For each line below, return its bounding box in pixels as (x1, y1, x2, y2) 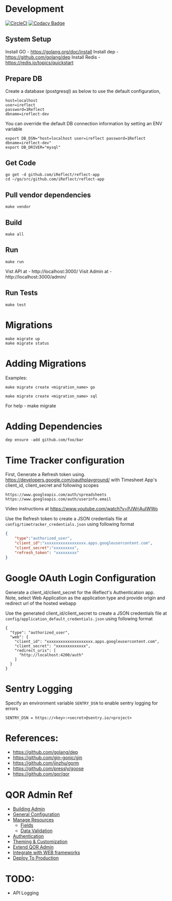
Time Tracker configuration (5, 455, 125, 466)
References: (5, 732, 59, 744)
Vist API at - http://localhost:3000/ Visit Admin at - (5, 268, 112, 275)
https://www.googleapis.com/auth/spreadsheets (5, 492, 107, 498)
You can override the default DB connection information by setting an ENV (5, 120, 163, 126)
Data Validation (20, 828, 53, 834)
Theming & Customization (12, 838, 68, 845)
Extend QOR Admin (12, 844, 54, 850)
